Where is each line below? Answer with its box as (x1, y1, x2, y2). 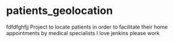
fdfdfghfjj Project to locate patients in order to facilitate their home (6, 23, 168, 30)
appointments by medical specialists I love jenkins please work (6, 29, 160, 36)
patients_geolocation (6, 4, 113, 17)
